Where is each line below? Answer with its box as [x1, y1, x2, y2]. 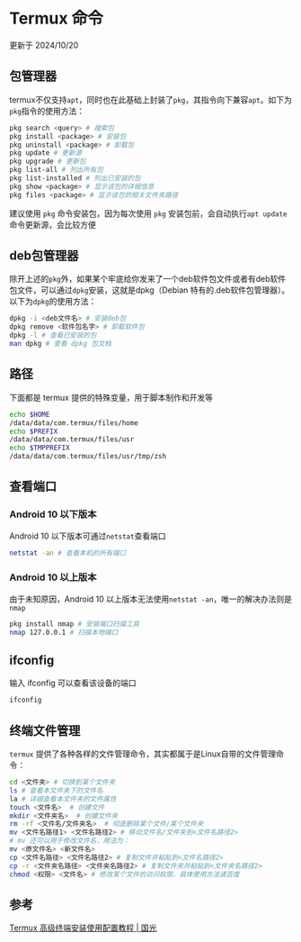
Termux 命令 [9, 8, 103, 29]
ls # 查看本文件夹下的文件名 [9, 785, 103, 795]
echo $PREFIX [9, 427, 58, 436]
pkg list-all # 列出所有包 [9, 166, 103, 175]
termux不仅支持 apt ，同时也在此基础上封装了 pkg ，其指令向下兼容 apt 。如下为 [9, 94, 292, 104]
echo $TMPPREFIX [9, 443, 70, 453]
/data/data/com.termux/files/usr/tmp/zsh [9, 452, 167, 461]
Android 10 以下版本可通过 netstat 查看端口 [9, 530, 166, 541]
